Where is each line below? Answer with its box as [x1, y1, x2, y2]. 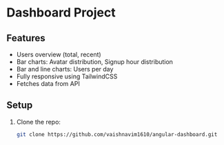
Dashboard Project [6, 5, 116, 21]
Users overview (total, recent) [16, 50, 101, 58]
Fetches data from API [16, 80, 80, 87]
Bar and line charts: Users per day [16, 65, 114, 73]
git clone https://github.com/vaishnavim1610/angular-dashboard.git [16, 131, 218, 138]
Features [6, 32, 45, 44]
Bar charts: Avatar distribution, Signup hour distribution [16, 58, 174, 66]
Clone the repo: [16, 118, 61, 126]
